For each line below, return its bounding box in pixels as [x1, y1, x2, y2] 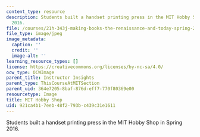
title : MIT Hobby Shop [6, 97, 62, 103]
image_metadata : [6, 36, 46, 42]
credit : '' [11, 47, 39, 53]
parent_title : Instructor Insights [6, 75, 95, 81]
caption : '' [11, 42, 42, 48]
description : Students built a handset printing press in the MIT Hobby [6, 14, 190, 20]
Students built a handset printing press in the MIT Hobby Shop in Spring [6, 119, 183, 126]
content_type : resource [6, 8, 65, 15]
